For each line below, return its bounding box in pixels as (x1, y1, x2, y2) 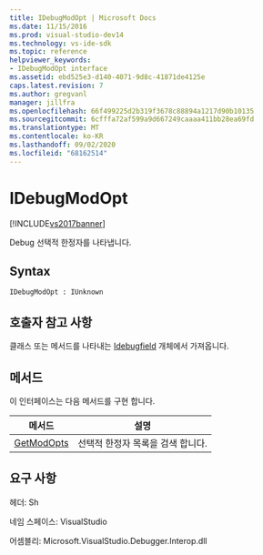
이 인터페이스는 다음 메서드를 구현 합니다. (9, 396, 156, 406)
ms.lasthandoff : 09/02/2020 (9, 140, 116, 149)
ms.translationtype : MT (9, 124, 100, 133)
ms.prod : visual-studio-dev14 (9, 30, 125, 39)
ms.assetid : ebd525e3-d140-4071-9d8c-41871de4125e (9, 73, 206, 82)
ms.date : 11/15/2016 (9, 22, 88, 31)
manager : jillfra (9, 97, 76, 107)
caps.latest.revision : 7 (9, 81, 104, 90)
